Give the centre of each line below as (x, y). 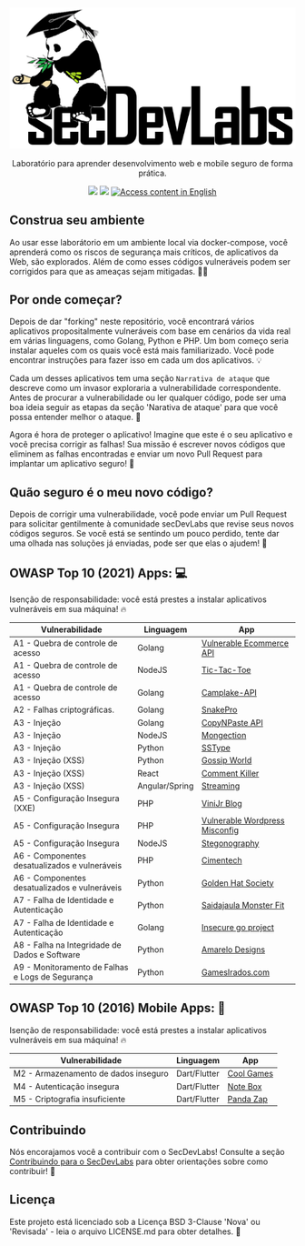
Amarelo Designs (233, 950)
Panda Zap (247, 1099)
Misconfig (220, 830)
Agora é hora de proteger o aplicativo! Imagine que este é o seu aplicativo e (151, 435)
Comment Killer (230, 773)
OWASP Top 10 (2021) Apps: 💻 (98, 573)
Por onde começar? (66, 300)
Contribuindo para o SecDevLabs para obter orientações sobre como (139, 1161)
